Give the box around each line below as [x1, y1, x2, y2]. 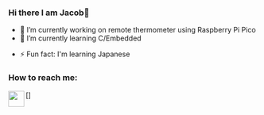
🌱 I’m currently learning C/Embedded [19, 33, 142, 43]
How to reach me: [8, 72, 78, 83]
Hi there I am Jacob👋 [8, 7, 90, 18]
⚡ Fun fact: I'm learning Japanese [19, 49, 130, 59]
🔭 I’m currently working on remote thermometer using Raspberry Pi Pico [19, 25, 256, 35]
